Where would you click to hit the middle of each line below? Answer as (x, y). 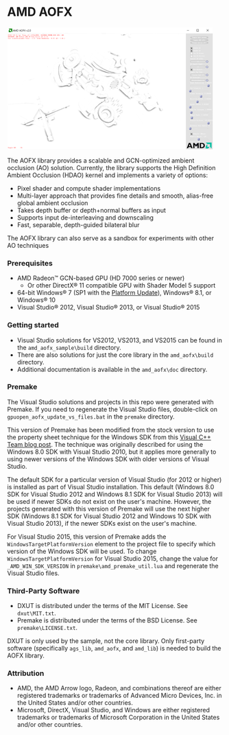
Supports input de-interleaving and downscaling (85, 218)
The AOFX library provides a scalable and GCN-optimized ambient (101, 160)
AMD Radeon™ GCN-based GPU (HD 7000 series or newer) (101, 278)
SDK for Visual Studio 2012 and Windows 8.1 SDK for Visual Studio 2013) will (115, 494)
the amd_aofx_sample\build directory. (69, 347)
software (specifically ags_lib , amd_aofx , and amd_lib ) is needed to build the (114, 649)
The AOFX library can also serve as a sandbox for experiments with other (111, 238)
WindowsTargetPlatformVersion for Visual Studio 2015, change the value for (112, 558)
